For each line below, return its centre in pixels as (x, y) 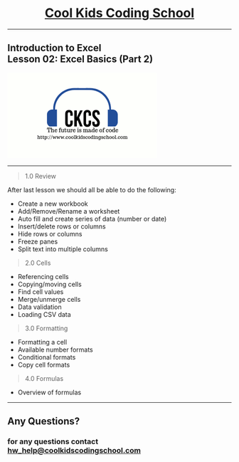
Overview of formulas (49, 392)
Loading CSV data (44, 314)
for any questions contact (53, 441)
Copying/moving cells (49, 284)
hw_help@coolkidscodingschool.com (74, 451)
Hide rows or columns (50, 233)
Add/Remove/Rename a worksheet (69, 211)
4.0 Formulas (44, 378)
